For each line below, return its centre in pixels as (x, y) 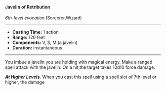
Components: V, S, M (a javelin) (45, 43)
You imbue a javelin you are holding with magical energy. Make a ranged (79, 62)
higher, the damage (25, 82)
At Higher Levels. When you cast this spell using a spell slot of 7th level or (81, 77)
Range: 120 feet (29, 38)
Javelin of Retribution (28, 7)
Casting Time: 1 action (35, 32)
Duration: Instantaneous (37, 48)
